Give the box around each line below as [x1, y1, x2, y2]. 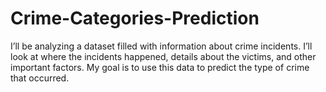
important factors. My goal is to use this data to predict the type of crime [10, 61, 310, 73]
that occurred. [10, 72, 70, 84]
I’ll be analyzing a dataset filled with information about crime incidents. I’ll [10, 40, 313, 52]
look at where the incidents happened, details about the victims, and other [10, 50, 317, 62]
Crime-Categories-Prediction [10, 7, 260, 30]
